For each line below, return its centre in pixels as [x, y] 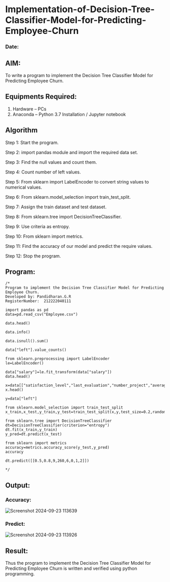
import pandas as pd [27, 310]
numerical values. [24, 187]
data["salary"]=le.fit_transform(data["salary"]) [59, 372]
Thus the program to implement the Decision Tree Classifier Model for [78, 563]
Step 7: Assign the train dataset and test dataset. [56, 207]
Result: [17, 551]
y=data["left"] [21, 399]
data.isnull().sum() [27, 341]
